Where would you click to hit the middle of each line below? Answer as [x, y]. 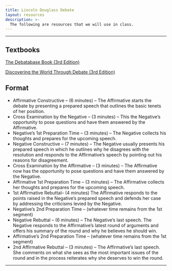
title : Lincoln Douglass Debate [40, 10]
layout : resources [25, 15]
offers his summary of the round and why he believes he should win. [85, 231]
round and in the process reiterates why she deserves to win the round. [88, 258]
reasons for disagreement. [41, 160]
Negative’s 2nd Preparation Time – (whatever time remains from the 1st [87, 209]
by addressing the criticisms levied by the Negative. [67, 204]
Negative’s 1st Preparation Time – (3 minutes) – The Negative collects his [89, 133]
